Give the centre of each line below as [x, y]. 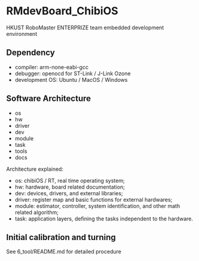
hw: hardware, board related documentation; [70, 187]
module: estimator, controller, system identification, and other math [97, 206]
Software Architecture [49, 99]
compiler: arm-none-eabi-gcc [51, 67]
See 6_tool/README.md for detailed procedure [64, 251]
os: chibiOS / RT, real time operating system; [70, 180]
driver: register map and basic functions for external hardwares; [94, 199]
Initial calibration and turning [61, 237]
